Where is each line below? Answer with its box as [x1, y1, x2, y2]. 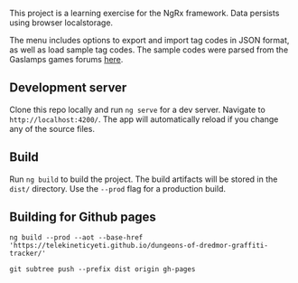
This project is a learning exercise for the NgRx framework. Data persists [9, 8, 280, 18]
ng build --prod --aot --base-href [9, 233, 144, 242]
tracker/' [9, 249, 47, 259]
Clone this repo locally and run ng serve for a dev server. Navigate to [9, 104, 266, 115]
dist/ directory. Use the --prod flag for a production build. [9, 183, 226, 193]
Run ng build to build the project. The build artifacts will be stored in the [9, 174, 278, 184]
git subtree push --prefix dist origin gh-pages [9, 265, 196, 274]
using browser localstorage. [9, 17, 114, 28]
